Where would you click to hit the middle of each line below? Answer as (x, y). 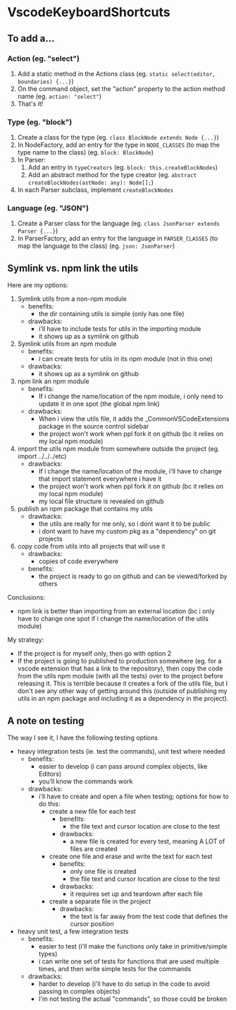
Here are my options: (38, 285)
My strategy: (26, 640)
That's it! (30, 104)
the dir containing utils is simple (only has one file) (111, 314)
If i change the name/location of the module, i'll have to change (130, 471)
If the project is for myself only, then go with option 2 (94, 654)
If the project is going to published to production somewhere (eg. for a (119, 661)
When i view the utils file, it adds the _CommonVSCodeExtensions (134, 419)
